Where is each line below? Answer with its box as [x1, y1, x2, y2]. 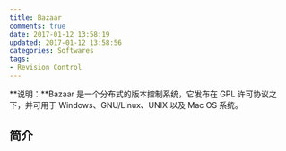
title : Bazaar [9, 13, 63, 22]
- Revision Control [9, 63, 82, 72]
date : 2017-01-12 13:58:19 [9, 29, 110, 38]
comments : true [9, 21, 66, 30]
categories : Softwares [9, 46, 94, 55]
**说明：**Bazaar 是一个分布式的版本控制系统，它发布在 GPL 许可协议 [9, 88, 269, 99]
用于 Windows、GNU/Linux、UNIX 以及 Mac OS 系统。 [39, 99, 244, 110]
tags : [9, 55, 30, 63]
